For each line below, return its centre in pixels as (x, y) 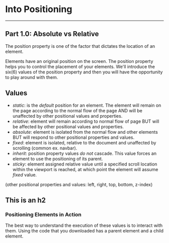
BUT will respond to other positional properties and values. (73, 137)
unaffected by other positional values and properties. (67, 116)
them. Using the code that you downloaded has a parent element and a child (84, 231)
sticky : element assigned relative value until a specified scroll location (85, 164)
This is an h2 (26, 200)
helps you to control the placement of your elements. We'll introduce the (80, 66)
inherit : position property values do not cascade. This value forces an (84, 153)
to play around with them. (32, 77)
